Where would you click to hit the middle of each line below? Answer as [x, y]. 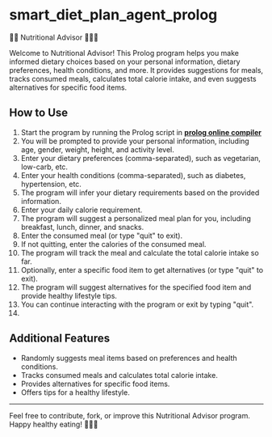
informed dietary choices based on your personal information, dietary [125, 62]
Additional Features [60, 339]
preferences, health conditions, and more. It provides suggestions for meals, [136, 70]
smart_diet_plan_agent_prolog [113, 15]
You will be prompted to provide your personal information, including [135, 141]
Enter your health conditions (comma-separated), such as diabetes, [133, 175]
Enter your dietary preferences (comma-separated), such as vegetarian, [141, 158]
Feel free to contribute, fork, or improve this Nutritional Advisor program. [130, 415]
